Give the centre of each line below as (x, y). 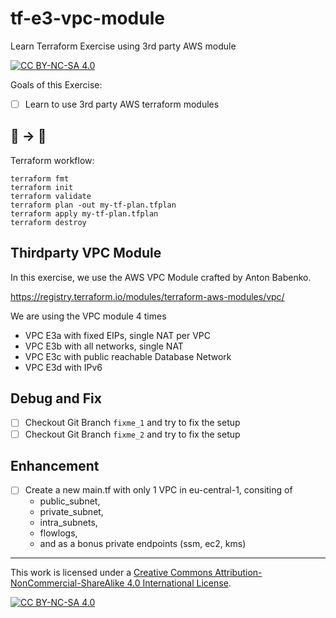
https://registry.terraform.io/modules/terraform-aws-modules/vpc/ (147, 296)
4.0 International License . (179, 583)
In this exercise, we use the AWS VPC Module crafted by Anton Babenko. (161, 277)
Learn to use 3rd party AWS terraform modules (122, 104)
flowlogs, (58, 533)
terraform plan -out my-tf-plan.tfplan (93, 205)
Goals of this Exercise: (56, 84)
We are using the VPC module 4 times (88, 316)
